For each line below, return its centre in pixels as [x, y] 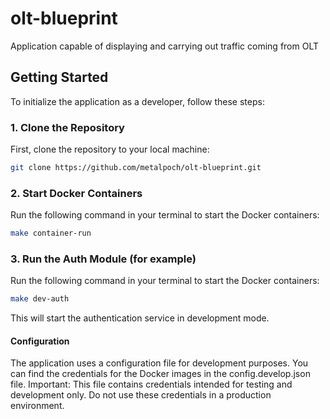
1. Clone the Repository [67, 127]
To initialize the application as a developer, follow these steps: [137, 101]
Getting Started [59, 77]
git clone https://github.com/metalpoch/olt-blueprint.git [136, 168]
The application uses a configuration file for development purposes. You [159, 363]
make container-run [51, 233]
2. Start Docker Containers [76, 193]
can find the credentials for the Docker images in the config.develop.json [160, 374]
